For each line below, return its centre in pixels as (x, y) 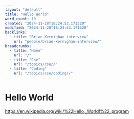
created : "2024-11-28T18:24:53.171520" (46, 23)
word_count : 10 (21, 19)
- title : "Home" (26, 50)
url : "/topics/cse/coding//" (44, 73)
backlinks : (16, 32)
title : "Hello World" (27, 14)
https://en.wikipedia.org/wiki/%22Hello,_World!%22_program (67, 111)
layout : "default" (24, 10)
